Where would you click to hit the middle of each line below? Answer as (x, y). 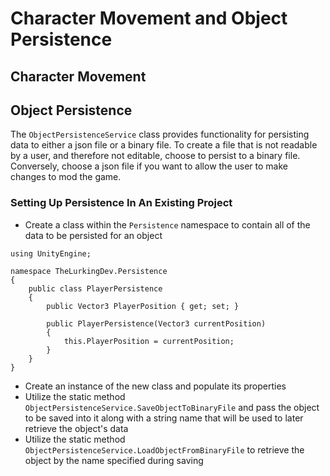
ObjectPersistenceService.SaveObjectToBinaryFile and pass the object (172, 407)
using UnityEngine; (51, 253)
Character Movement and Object (149, 18)
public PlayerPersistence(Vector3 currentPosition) (156, 323)
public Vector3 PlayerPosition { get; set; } (143, 306)
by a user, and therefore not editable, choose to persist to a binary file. (155, 156)
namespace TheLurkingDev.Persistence (89, 271)
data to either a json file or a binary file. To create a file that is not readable (164, 145)
